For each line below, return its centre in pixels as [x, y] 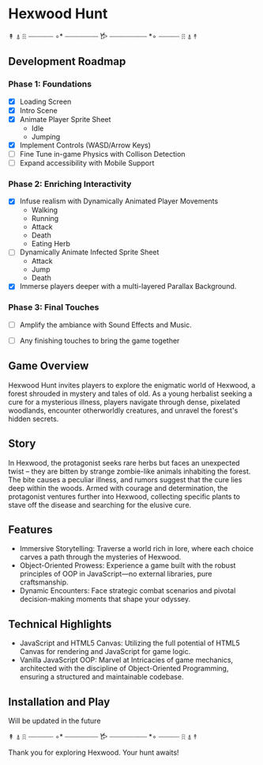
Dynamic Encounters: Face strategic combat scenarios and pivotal [128, 591]
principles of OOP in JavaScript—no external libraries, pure [116, 574]
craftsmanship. [44, 582]
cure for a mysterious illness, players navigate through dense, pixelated [124, 402]
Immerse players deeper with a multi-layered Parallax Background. [128, 287]
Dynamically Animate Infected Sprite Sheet [89, 252]
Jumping [46, 136]
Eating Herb [51, 244]
